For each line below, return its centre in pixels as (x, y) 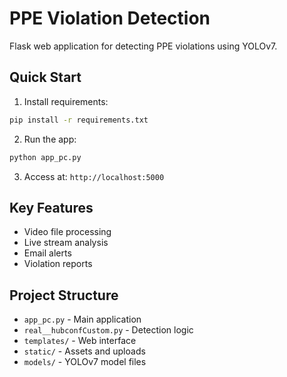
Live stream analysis (66, 243)
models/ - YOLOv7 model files (85, 362)
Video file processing (67, 232)
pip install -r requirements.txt (79, 120)
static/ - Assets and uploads (84, 351)
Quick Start (45, 77)
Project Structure (64, 295)
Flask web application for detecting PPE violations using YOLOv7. (143, 46)
